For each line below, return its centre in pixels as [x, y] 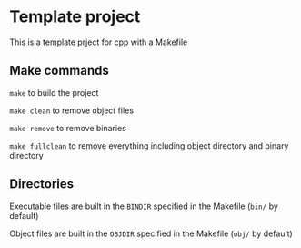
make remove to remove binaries [68, 128]
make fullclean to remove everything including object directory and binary [149, 145]
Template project [75, 17]
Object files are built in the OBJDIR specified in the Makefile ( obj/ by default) [151, 233]
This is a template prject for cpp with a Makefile [99, 42]
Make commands [59, 71]
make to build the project [54, 92]
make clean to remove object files [72, 110]
